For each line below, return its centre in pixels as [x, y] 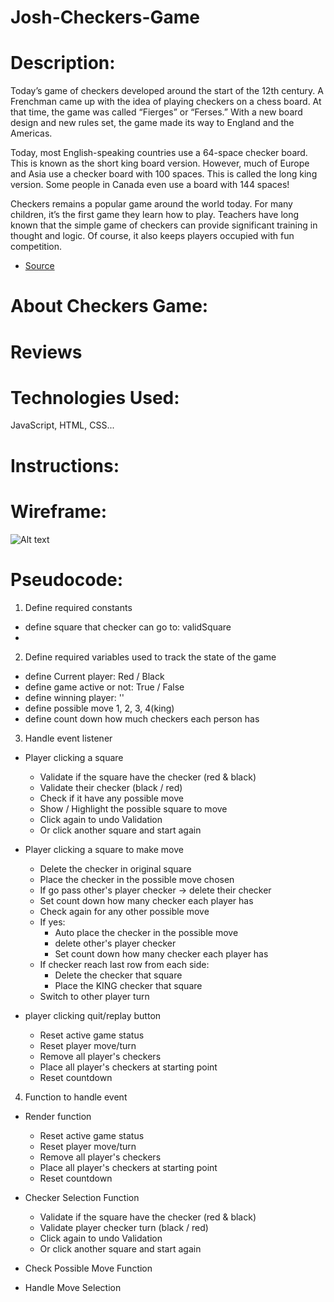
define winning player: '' [74, 697]
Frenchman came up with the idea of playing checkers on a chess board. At [166, 102]
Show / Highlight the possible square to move [133, 808]
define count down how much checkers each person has [142, 718]
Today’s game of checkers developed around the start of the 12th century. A [167, 91]
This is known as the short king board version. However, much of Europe [160, 163]
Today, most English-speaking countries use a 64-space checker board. [159, 153]
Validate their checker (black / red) [111, 787]
